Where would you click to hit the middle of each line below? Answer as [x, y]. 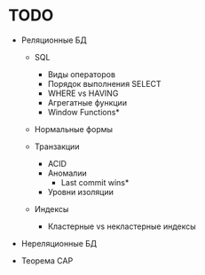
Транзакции [57, 146]
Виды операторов [82, 74]
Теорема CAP [47, 260]
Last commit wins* [95, 182]
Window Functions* [84, 112]
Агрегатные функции [87, 102]
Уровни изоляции [81, 192]
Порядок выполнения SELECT [104, 83]
